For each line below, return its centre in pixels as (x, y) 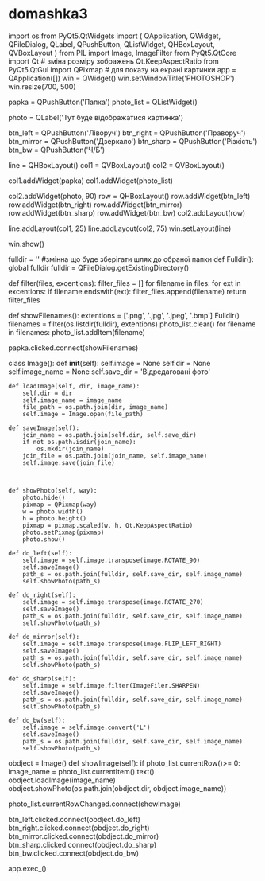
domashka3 (48, 14)
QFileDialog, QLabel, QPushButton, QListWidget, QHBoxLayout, (112, 44)
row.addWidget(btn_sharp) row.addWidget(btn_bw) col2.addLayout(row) (127, 212)
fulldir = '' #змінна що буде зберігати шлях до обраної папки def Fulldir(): (131, 259)
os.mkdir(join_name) (71, 449)
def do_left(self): (40, 553)
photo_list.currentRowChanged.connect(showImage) (94, 804)
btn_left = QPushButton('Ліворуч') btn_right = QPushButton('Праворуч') (127, 133)
